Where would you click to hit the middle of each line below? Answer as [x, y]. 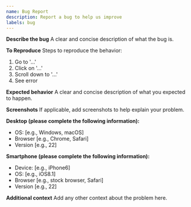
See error [26, 81]
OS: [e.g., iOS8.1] [35, 174]
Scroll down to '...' [36, 75]
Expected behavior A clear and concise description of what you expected [96, 92]
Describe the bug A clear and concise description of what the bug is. [90, 39]
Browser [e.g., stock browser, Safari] [59, 181]
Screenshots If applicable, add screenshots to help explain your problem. [95, 110]
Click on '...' [29, 68]
